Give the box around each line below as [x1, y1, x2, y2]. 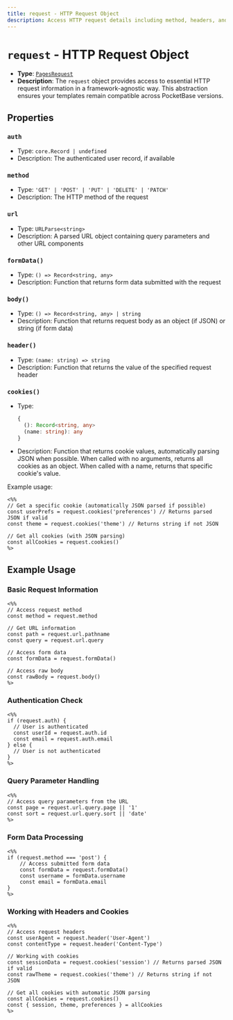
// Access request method [7, 606, 82, 614]
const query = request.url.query [7, 637, 104, 644]
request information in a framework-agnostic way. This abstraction [17, 84, 208, 92]
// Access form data [7, 649, 67, 656]
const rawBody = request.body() [7, 674, 101, 681]
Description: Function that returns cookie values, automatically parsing [17, 447, 220, 455]
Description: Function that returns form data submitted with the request [17, 278, 221, 286]
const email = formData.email [19, 878, 107, 885]
